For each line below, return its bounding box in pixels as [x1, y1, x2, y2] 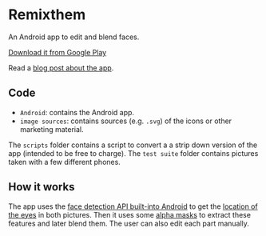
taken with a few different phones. [8, 157, 121, 166]
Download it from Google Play [8, 47, 107, 57]
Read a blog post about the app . [8, 62, 114, 73]
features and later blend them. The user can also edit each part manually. [8, 218, 250, 228]
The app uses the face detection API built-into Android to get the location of [8, 202, 258, 211]
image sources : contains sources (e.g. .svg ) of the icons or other [19, 116, 232, 126]
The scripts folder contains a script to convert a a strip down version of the [8, 140, 258, 150]
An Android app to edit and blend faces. [8, 32, 140, 42]
